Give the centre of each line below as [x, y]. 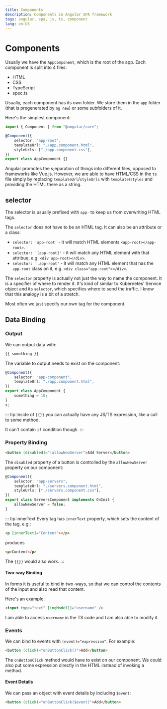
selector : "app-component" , [43, 377]
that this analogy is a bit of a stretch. [42, 294]
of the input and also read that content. [45, 589]
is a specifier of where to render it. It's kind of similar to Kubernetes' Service [83, 284]
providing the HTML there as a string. [43, 185]
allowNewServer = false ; [40, 504]
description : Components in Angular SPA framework [59, 14]
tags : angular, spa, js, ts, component [46, 19]
